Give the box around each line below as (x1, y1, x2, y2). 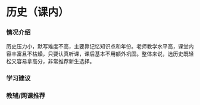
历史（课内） (6, 5, 70, 19)
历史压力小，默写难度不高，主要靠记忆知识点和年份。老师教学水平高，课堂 (6, 43, 189, 50)
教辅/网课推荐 (6, 92, 46, 100)
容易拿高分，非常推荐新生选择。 (16, 58, 95, 65)
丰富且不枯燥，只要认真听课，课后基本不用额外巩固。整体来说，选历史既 (11, 50, 189, 57)
